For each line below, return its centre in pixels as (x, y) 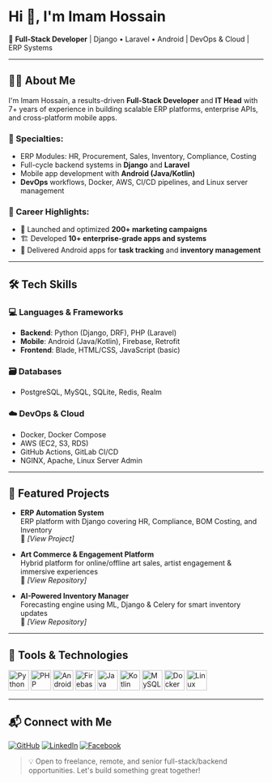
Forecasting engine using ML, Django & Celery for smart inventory (130, 604)
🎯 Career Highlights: (49, 212)
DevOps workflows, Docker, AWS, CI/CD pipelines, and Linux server (134, 183)
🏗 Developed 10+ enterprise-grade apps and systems (113, 239)
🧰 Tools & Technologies (68, 655)
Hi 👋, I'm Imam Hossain (87, 17)
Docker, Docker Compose (63, 434)
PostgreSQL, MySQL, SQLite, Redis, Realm (91, 392)
